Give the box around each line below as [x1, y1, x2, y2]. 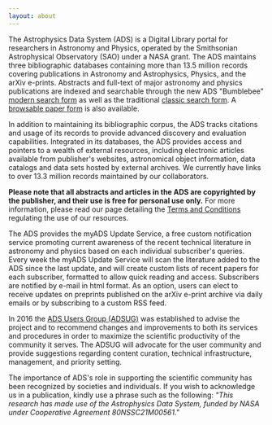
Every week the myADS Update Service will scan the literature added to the [8, 254, 261, 265]
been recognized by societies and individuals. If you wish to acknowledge [8, 381, 256, 391]
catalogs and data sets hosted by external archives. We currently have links [8, 162, 261, 172]
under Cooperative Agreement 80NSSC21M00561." [8, 407, 180, 417]
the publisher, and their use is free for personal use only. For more [8, 195, 235, 205]
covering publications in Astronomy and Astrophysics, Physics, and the [8, 68, 246, 78]
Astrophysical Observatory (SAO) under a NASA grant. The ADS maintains [8, 51, 257, 61]
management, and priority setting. [8, 357, 123, 366]
